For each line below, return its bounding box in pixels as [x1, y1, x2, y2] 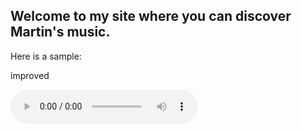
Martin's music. [10, 24, 111, 41]
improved [10, 69, 50, 81]
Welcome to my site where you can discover [10, 8, 292, 25]
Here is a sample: [10, 50, 82, 62]
